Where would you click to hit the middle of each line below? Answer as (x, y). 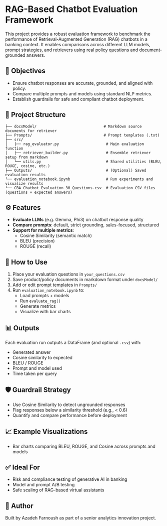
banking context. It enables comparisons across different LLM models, (78, 44)
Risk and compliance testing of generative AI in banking (70, 479)
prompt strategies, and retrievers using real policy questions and (72, 50)
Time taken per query (35, 373)
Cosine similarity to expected (42, 358)
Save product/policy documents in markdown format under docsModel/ (85, 280)
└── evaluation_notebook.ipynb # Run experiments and (79, 179)
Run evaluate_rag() (40, 301)
